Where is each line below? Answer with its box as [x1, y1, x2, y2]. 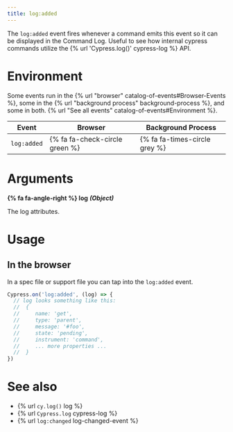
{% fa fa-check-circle [49, 134, 123, 144]
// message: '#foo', [13, 323, 85, 330]
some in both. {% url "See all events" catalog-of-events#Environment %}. [7, 106, 218, 115]
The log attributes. [7, 207, 60, 215]
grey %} [139, 143, 166, 153]
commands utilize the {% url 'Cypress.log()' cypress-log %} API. [7, 44, 191, 52]
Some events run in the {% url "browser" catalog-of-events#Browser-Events [7, 91, 226, 99]
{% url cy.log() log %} [17, 402, 83, 410]
